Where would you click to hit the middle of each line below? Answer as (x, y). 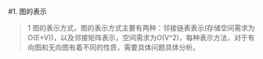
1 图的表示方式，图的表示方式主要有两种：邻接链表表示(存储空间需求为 (141, 28)
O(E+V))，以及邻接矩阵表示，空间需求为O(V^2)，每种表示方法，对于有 (141, 38)
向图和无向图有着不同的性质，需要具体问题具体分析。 (113, 47)
